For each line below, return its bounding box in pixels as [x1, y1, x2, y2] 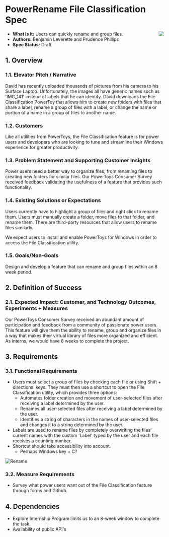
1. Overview [5, 56, 43, 65]
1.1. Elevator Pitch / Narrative [5, 72, 76, 79]
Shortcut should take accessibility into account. [12, 443, 111, 449]
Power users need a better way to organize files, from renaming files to [5, 168, 152, 174]
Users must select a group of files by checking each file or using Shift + [12, 379, 161, 385]
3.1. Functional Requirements [5, 367, 77, 374]
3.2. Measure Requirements [5, 471, 74, 478]
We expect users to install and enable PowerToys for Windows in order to [5, 234, 157, 240]
